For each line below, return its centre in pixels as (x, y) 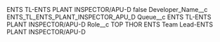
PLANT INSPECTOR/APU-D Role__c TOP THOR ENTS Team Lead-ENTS (110, 24)
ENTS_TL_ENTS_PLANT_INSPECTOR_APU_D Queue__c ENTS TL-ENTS (109, 17)
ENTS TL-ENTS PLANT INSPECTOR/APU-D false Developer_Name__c (107, 9)
